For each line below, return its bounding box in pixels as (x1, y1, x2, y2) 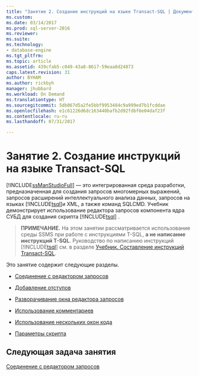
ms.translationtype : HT (6, 97, 65, 102)
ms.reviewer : (6, 31, 38, 37)
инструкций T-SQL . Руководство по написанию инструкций (20, 237, 174, 245)
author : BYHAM (6, 75, 41, 81)
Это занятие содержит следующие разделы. (6, 261, 120, 268)
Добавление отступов (14, 284, 71, 291)
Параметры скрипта (14, 330, 67, 338)
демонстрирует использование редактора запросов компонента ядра (6, 207, 185, 214)
